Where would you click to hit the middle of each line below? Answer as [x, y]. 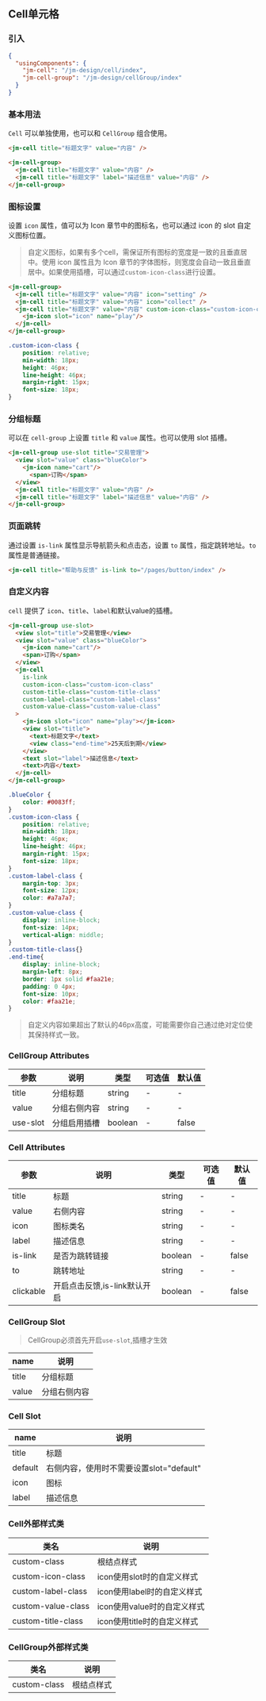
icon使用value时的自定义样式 [151, 1607]
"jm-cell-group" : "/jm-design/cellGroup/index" [102, 78]
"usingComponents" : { [51, 63]
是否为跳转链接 [81, 1256]
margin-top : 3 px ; [51, 883]
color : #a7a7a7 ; [49, 898]
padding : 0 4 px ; [49, 986]
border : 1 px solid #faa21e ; [68, 979]
